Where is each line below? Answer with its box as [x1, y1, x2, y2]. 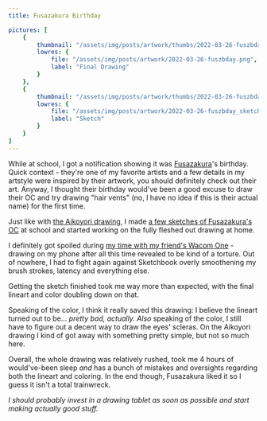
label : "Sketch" [50, 115, 105, 123]
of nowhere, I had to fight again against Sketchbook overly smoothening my [8, 257, 257, 267]
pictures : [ [8, 25, 48, 34]
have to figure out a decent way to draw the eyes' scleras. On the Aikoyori [8, 322, 251, 331]
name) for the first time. [8, 201, 86, 211]
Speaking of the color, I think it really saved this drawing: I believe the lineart [8, 305, 258, 314]
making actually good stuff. [8, 403, 99, 413]
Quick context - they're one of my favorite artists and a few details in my [8, 167, 245, 177]
